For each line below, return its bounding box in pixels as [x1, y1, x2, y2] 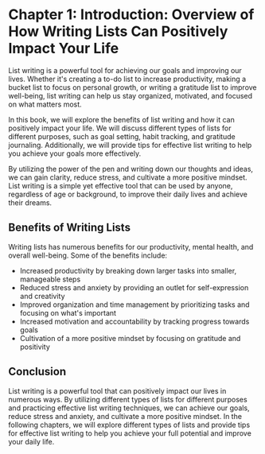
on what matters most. [8, 99, 82, 109]
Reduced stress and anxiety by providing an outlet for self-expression [19, 282, 249, 292]
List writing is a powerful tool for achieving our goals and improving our [8, 65, 243, 75]
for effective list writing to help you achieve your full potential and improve [8, 428, 252, 438]
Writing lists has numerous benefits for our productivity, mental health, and [8, 242, 254, 251]
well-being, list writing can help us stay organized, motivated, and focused [8, 91, 253, 100]
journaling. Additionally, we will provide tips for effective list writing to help [8, 140, 252, 149]
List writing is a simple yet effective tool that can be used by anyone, [8, 180, 233, 190]
